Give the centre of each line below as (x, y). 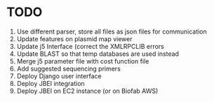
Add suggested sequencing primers (68, 68)
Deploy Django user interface (59, 76)
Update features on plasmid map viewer (74, 38)
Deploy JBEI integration (51, 83)
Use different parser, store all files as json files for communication (112, 31)
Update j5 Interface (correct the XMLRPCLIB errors (90, 46)
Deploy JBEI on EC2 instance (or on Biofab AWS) (87, 91)
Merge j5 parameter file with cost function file (83, 61)
